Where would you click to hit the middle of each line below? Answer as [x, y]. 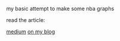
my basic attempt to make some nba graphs [60, 9]
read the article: [26, 20]
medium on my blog [31, 31]
